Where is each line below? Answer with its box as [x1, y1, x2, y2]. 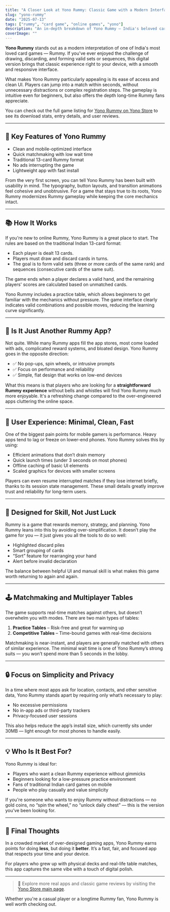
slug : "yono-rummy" [5, 12, 47, 17]
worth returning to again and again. [5, 574, 79, 580]
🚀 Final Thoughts [5, 826, 60, 835]
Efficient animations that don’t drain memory [12, 452, 105, 458]
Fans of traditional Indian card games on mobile [12, 781, 112, 787]
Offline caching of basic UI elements [12, 463, 89, 469]
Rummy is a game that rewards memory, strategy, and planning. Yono [5, 521, 150, 527]
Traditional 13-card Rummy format [12, 157, 84, 163]
